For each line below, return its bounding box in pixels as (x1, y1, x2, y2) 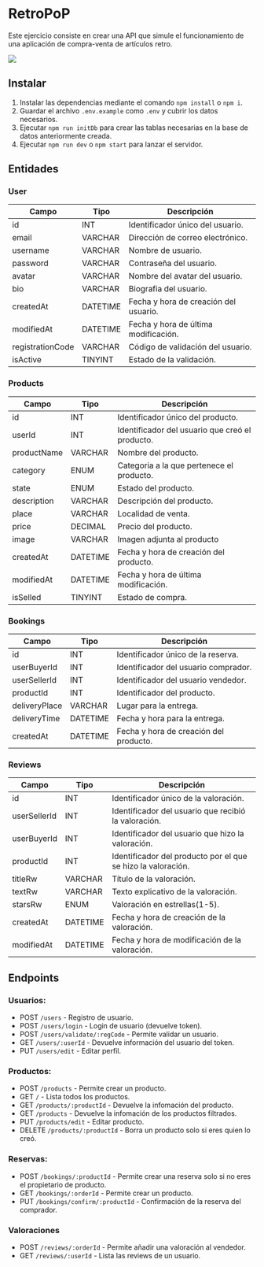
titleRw (12, 873, 38, 884)
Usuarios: (8, 995, 46, 1006)
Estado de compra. (117, 591, 187, 602)
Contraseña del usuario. (128, 257, 218, 269)
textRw (12, 887, 38, 898)
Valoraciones (8, 1224, 60, 1236)
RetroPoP (8, 5, 71, 23)
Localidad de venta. (117, 508, 190, 519)
